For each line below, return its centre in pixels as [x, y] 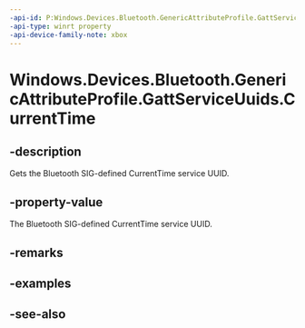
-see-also [38, 314]
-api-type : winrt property [60, 26]
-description [45, 151]
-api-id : [26, 18]
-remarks [36, 252]
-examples [40, 283]
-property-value [56, 202]
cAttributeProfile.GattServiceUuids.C [152, 99]
